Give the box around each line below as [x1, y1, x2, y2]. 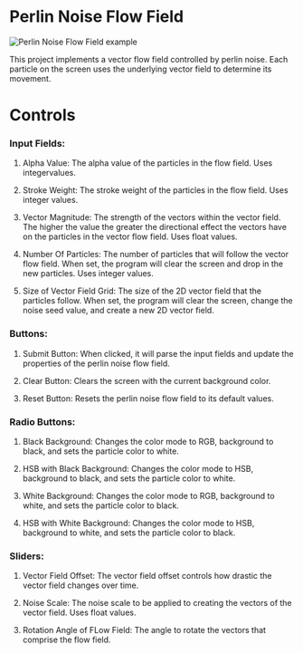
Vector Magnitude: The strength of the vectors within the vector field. [22, 212, 281, 223]
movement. [9, 72, 52, 83]
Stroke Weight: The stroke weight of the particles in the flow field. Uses [22, 185, 289, 196]
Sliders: [9, 550, 44, 563]
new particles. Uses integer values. [22, 268, 154, 279]
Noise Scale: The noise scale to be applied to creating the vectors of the [22, 598, 292, 609]
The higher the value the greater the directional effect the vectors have [22, 222, 288, 233]
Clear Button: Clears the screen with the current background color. [22, 375, 271, 386]
